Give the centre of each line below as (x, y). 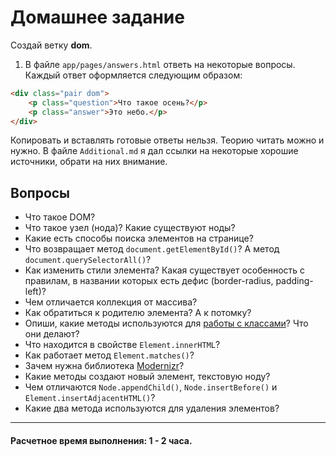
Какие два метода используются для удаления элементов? (152, 408)
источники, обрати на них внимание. (89, 162)
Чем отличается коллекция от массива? (111, 302)
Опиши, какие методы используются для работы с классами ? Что (166, 323)
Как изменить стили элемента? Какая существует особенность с (165, 270)
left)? (35, 292)
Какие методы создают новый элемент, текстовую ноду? (147, 377)
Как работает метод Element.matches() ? (109, 355)
